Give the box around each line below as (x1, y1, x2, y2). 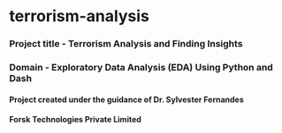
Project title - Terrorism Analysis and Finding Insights (9, 38, 243, 50)
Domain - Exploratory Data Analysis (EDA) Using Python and (9, 62, 274, 74)
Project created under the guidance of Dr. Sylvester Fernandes (9, 94, 245, 105)
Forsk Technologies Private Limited (9, 115, 141, 125)
